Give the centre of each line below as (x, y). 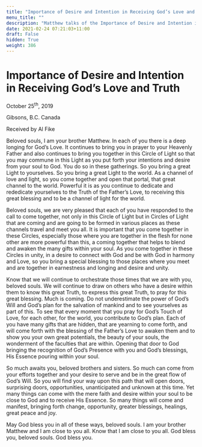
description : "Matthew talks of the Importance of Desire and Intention (99, 23)
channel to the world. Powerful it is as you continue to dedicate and (90, 186)
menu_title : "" (25, 17)
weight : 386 (21, 46)
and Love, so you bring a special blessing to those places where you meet (98, 262)
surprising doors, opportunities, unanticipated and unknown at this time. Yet (100, 387)
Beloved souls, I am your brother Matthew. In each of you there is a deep (96, 141)
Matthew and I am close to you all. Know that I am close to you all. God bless (101, 431)
